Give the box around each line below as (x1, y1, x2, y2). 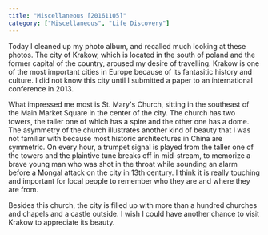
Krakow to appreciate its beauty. (8, 217, 115, 227)
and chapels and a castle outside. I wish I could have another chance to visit (8, 209, 260, 218)
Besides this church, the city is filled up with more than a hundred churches (8, 200, 258, 209)
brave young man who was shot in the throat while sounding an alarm (8, 159, 238, 168)
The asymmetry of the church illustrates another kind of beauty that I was (8, 125, 251, 135)
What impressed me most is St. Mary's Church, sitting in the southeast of (8, 99, 250, 109)
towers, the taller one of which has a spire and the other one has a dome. (8, 116, 250, 126)
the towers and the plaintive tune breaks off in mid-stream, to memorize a (8, 150, 251, 160)
